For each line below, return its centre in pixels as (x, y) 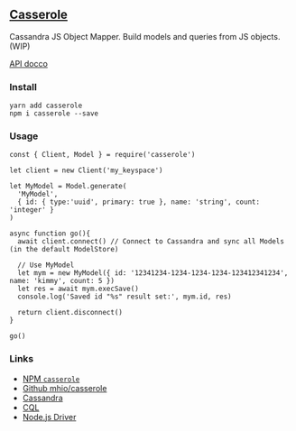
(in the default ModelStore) (64, 250)
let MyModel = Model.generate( (68, 187)
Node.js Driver (49, 417)
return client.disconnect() (70, 313)
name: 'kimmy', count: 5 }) (62, 281)
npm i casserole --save (54, 114)
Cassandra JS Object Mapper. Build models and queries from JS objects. (145, 36)
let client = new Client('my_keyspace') (87, 170)
